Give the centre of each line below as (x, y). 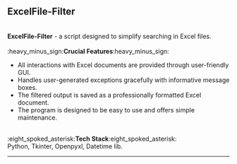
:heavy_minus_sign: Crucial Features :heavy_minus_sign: (88, 51)
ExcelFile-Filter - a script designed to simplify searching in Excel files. (109, 36)
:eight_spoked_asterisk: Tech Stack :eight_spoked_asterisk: (92, 139)
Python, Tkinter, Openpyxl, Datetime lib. (65, 146)
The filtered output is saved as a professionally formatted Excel (109, 95)
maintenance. (37, 117)
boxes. (27, 87)
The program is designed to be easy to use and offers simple (106, 110)
